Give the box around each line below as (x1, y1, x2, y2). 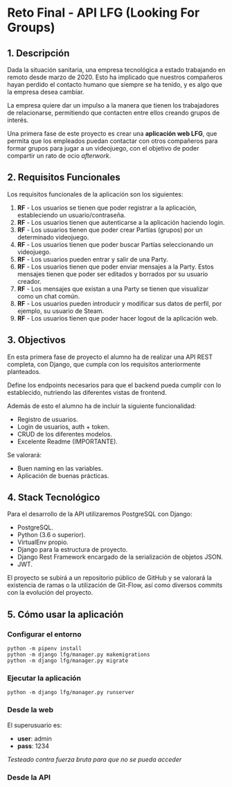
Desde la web (7, 705, 54, 715)
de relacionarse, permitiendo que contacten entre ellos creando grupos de (7, 109, 220, 117)
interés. (7, 116, 29, 124)
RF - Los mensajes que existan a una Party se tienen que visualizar (17, 285, 209, 293)
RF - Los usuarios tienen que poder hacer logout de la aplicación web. (17, 314, 218, 322)
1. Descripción (7, 47, 70, 59)
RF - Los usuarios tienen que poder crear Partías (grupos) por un (17, 226, 203, 234)
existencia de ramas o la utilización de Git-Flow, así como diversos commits (7, 581, 223, 589)
